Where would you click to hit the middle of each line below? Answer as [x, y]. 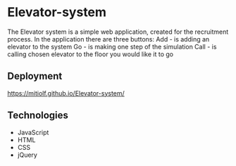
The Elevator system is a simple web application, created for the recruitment [118, 32]
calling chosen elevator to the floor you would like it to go [91, 54]
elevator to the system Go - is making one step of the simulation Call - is [112, 46]
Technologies [38, 116]
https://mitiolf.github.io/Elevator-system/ [66, 93]
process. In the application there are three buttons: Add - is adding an [108, 39]
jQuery [27, 155]
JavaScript [33, 132]
